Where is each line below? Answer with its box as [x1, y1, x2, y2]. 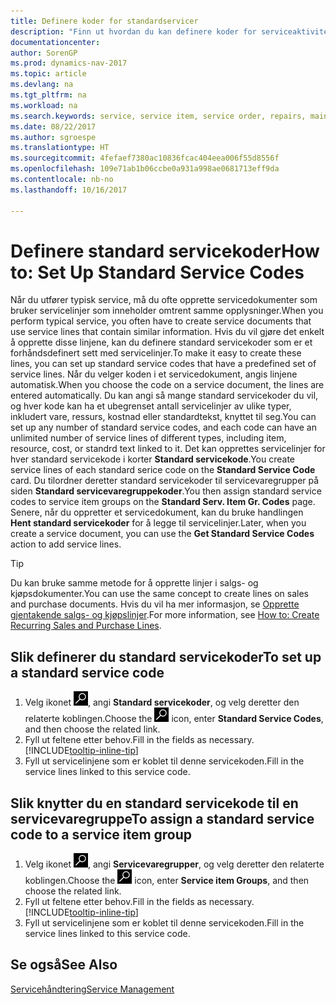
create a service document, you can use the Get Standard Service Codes [10, 528, 315, 540]
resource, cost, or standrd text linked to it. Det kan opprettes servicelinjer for [10, 443, 326, 455]
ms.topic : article [10, 69, 87, 79]
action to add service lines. [10, 538, 122, 550]
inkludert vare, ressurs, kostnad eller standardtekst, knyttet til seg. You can [10, 411, 317, 423]
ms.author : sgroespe [10, 132, 97, 142]
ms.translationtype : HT [10, 143, 110, 153]
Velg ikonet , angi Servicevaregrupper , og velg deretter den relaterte [24, 858, 325, 870]
